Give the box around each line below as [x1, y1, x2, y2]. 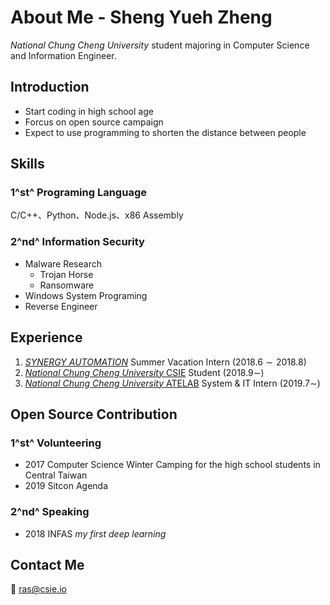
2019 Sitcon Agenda [24, 480, 109, 492]
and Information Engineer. [10, 49, 117, 61]
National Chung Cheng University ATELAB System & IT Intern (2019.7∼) [24, 377, 321, 389]
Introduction [10, 79, 90, 96]
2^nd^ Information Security [10, 235, 145, 249]
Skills [10, 156, 45, 173]
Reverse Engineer [24, 300, 98, 312]
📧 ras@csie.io [10, 583, 67, 595]
